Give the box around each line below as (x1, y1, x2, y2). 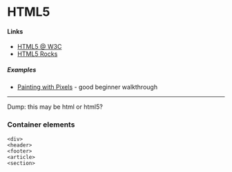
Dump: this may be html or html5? (7, 103, 104, 111)
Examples (7, 65, 37, 74)
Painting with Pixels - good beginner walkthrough (17, 83, 157, 92)
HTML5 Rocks (17, 50, 58, 58)
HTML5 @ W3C (17, 43, 62, 51)
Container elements (7, 120, 75, 129)
